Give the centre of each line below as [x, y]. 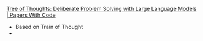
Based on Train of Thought [49, 27]
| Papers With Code [31, 15]
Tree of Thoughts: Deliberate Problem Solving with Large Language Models [101, 9]
